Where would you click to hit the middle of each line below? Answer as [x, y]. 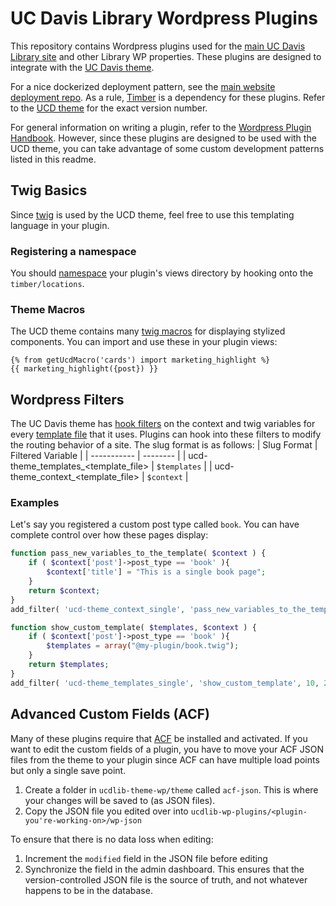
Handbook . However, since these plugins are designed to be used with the [163, 138]
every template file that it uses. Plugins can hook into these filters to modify [166, 434]
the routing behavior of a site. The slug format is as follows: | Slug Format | [164, 445]
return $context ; [64, 590]
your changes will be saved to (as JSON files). [120, 800]
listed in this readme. [53, 159]
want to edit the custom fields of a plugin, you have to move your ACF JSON [167, 749]
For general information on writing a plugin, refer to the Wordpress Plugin [161, 127]
